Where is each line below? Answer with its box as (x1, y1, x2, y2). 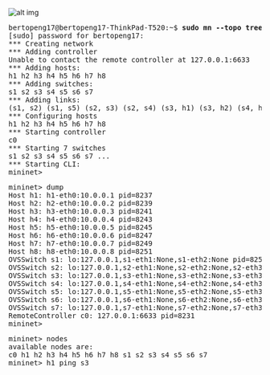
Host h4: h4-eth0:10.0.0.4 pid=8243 (8, 215, 153, 224)
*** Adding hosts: (8, 63, 81, 72)
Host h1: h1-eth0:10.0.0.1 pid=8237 (8, 191, 153, 200)
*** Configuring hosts (8, 112, 98, 120)
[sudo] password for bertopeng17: (8, 31, 145, 40)
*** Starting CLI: (8, 160, 81, 169)
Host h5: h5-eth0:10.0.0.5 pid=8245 (8, 223, 153, 232)
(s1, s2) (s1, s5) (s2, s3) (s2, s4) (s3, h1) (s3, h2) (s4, (8, 104, 255, 112)
